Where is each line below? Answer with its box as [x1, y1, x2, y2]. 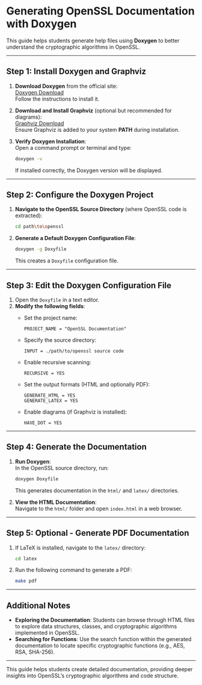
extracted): [14, 212, 43, 219]
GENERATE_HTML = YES [23, 392, 76, 398]
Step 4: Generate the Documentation [6, 442, 147, 452]
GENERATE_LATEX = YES [23, 398, 78, 404]
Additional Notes [6, 600, 71, 610]
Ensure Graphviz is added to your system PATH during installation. [14, 126, 180, 133]
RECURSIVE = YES [23, 370, 65, 376]
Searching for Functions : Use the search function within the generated [14, 636, 192, 643]
